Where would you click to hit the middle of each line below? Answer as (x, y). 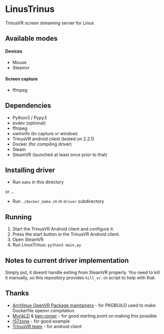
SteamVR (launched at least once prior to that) (60, 155)
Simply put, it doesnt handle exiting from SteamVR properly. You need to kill (82, 272)
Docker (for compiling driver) (42, 144)
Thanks (17, 293)
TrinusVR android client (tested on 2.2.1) (53, 139)
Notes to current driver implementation (67, 260)
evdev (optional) (29, 123)
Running (19, 217)
